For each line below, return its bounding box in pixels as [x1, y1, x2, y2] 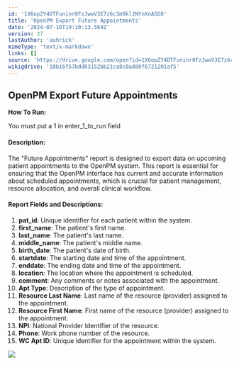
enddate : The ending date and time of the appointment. [18, 261, 182, 269]
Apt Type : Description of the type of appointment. [18, 283, 165, 292]
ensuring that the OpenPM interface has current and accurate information [8, 169, 223, 177]
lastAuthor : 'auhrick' [8, 37, 75, 44]
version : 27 [8, 30, 43, 38]
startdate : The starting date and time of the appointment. [18, 253, 187, 262]
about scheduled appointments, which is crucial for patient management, [8, 176, 222, 185]
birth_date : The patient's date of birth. [18, 246, 131, 254]
